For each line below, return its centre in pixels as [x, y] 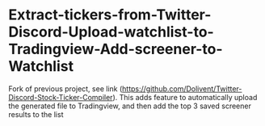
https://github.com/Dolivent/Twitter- [182, 88]
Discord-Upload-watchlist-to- [111, 32]
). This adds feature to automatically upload [185, 97]
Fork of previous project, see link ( [65, 88]
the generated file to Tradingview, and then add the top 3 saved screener [130, 106]
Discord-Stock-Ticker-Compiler [61, 97]
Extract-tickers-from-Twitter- [110, 15]
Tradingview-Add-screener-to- [116, 49]
